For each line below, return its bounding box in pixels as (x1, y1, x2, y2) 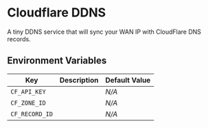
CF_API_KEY (10, 87, 46, 96)
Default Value (105, 75, 151, 85)
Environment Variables (7, 55, 107, 67)
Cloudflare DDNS (7, 5, 106, 21)
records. (7, 34, 31, 43)
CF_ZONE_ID (10, 98, 46, 107)
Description (59, 75, 99, 85)
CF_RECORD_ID (10, 110, 54, 118)
